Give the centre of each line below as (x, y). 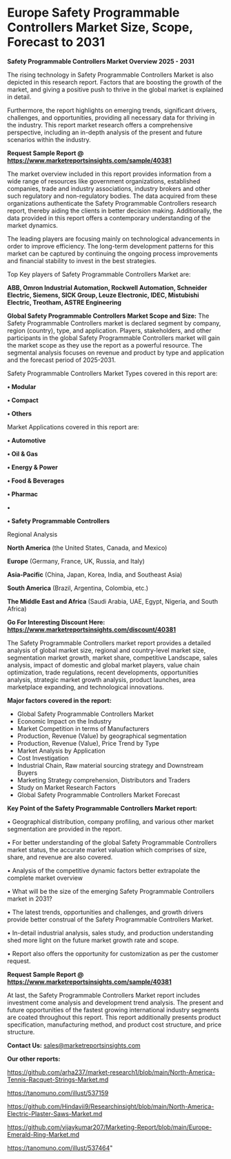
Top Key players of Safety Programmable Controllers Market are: (99, 274)
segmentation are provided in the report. (64, 829)
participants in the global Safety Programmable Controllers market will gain (114, 338)
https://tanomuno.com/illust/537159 (58, 1093)
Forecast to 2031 (56, 42)
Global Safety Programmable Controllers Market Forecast (99, 795)
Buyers (27, 773)
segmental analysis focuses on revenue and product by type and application (115, 352)
